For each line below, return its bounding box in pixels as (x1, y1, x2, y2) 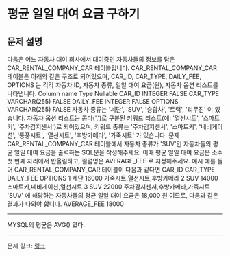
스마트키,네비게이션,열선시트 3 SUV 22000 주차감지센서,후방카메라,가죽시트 (7, 183, 210, 191)
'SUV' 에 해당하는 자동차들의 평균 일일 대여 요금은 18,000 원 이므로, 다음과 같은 (7, 191, 219, 199)
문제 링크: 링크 (7, 242, 46, 250)
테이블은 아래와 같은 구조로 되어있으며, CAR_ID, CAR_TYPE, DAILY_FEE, (7, 73, 202, 80)
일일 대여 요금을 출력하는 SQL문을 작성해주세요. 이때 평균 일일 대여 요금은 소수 (14, 148, 223, 156)
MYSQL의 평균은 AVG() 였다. (7, 221, 86, 229)
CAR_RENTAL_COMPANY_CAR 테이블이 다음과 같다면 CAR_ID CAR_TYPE (14, 165, 216, 174)
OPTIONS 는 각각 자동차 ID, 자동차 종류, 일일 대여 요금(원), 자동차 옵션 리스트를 (7, 81, 219, 89)
